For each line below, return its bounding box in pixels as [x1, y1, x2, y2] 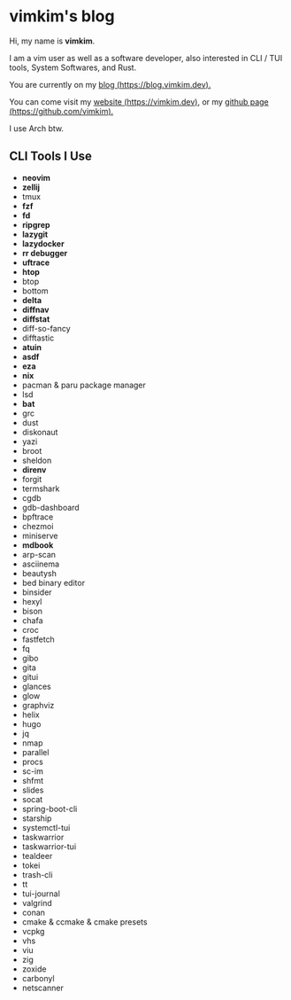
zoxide [21, 964, 47, 974]
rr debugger [21, 247, 68, 258]
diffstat [21, 313, 50, 324]
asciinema [21, 559, 60, 569]
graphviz [21, 699, 55, 710]
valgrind [21, 897, 53, 908]
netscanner [21, 982, 65, 993]
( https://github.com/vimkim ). [9, 105, 114, 116]
